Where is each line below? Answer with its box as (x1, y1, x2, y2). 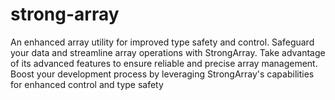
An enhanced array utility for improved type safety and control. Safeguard (10, 36, 315, 48)
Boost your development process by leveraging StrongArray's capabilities (10, 68, 315, 80)
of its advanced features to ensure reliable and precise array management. (10, 57, 318, 69)
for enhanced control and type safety (10, 78, 164, 90)
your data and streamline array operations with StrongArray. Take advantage (10, 46, 326, 58)
